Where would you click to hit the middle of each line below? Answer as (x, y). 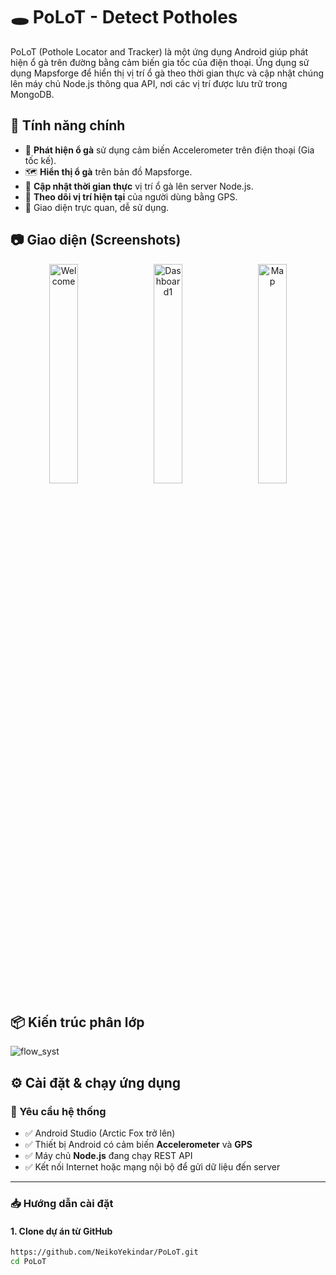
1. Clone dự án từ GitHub (61, 1231)
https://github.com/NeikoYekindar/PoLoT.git (104, 1252)
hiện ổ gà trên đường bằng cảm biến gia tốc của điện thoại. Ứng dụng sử (160, 62)
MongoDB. (32, 94)
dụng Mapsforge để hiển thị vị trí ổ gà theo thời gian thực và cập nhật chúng (167, 73)
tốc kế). (40, 160)
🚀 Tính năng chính (68, 125)
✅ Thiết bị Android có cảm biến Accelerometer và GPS (138, 1145)
